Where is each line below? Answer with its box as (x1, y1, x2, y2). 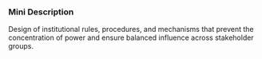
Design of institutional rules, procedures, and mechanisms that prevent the (8, 25, 254, 34)
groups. (8, 41, 34, 51)
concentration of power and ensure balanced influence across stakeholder (8, 33, 254, 42)
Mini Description (8, 6, 74, 18)
